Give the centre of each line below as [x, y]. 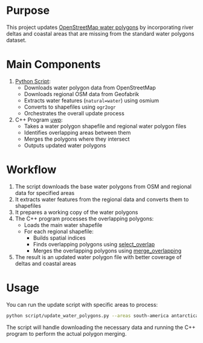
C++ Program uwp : [39, 120]
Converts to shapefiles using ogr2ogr [70, 107]
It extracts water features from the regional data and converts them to [102, 199]
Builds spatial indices [59, 238]
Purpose [28, 11]
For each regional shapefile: [59, 231]
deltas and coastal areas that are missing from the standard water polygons [100, 33]
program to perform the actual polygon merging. [66, 333]
